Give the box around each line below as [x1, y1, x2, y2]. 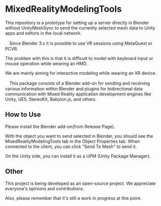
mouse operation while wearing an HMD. [5, 60, 88, 66]
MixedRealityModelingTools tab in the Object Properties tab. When [5, 138, 140, 144]
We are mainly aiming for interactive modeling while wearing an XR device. [5, 70, 157, 76]
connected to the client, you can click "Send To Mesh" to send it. [5, 144, 137, 149]
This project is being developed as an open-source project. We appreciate [5, 180, 156, 186]
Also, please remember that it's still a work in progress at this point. [5, 195, 142, 201]
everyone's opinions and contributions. [5, 185, 85, 191]
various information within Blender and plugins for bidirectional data [5, 86, 143, 91]
